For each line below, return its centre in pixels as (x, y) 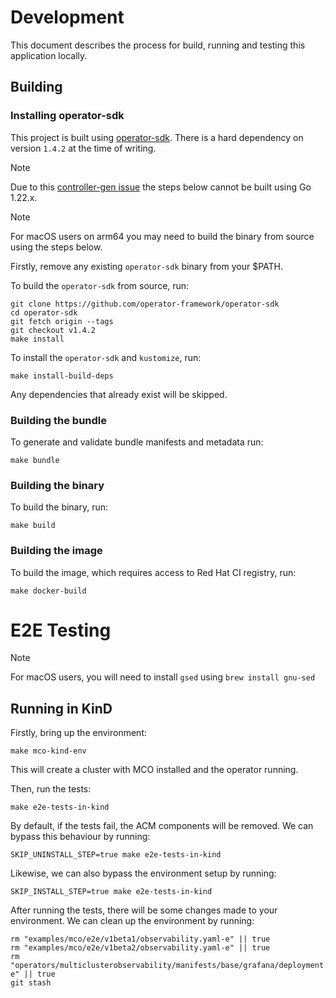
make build (33, 526)
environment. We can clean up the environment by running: (132, 921)
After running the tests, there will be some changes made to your (144, 910)
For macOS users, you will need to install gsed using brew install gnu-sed (163, 677)
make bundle (35, 460)
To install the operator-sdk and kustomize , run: (106, 357)
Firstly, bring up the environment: (78, 733)
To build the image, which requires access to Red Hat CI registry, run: (153, 572)
